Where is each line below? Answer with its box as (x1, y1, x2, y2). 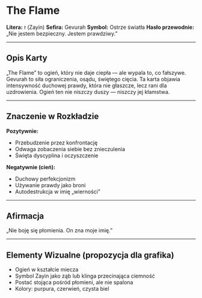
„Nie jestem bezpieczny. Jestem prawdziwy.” (6, 29, 118, 37)
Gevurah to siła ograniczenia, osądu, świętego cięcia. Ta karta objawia (6, 75, 180, 82)
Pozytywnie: (6, 127, 39, 134)
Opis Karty (6, 53, 47, 63)
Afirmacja (6, 211, 44, 221)
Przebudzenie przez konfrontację (14, 139, 98, 146)
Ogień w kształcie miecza (14, 266, 79, 273)
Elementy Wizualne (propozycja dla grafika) (6, 250, 174, 260)
